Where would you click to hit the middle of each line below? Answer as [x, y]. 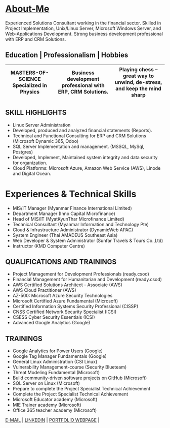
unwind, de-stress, [138, 82]
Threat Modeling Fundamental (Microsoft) [56, 373]
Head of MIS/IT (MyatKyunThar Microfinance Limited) [69, 219]
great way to [139, 76]
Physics [30, 91]
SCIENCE [30, 79]
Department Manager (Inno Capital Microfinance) [64, 213]
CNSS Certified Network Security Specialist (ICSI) [65, 312]
